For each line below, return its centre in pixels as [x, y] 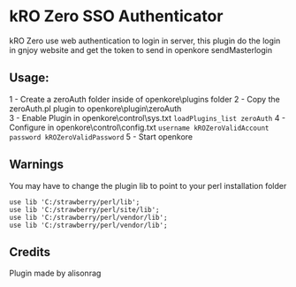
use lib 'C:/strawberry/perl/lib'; [75, 202]
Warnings [37, 165]
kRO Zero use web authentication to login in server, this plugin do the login [145, 41]
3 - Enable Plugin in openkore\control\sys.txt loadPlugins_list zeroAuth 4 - [147, 117]
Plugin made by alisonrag [55, 273]
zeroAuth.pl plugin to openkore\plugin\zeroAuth [95, 109]
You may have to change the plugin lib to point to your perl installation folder [148, 185]
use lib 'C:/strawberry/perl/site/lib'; [85, 209]
